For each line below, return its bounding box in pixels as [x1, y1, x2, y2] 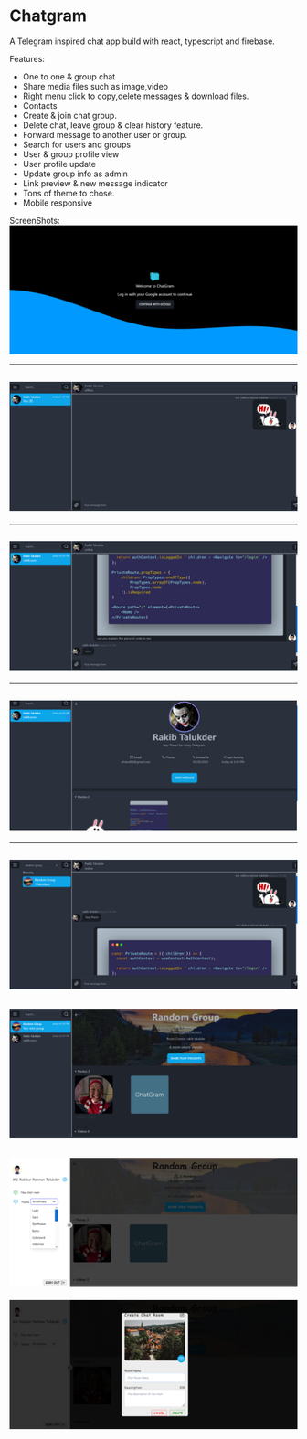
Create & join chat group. [22, 110, 117, 121]
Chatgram [9, 5, 87, 26]
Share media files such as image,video [22, 80, 169, 91]
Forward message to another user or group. [22, 129, 187, 140]
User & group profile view [22, 148, 120, 160]
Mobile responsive [22, 197, 93, 208]
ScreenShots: [9, 215, 61, 226]
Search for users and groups [22, 139, 131, 150]
